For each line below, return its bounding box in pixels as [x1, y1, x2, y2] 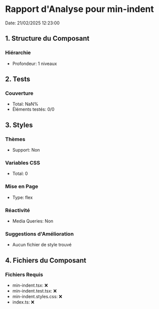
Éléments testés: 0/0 [12, 106, 54, 112]
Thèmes [5, 136, 26, 143]
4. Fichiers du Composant [5, 256, 87, 264]
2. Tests [5, 75, 31, 83]
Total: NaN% [12, 101, 39, 107]
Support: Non [12, 147, 40, 153]
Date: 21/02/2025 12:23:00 [5, 20, 60, 26]
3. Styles [5, 121, 33, 129]
